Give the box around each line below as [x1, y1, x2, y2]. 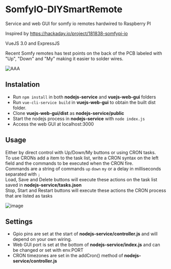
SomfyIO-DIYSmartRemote [5, 4, 123, 15]
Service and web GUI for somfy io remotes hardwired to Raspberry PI [5, 20, 152, 27]
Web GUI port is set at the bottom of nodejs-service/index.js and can [12, 241, 160, 248]
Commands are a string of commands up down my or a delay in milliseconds [5, 165, 161, 172]
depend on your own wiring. [12, 236, 72, 242]
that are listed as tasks [5, 192, 53, 199]
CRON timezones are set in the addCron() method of [12, 253, 124, 259]
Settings [5, 217, 33, 226]
